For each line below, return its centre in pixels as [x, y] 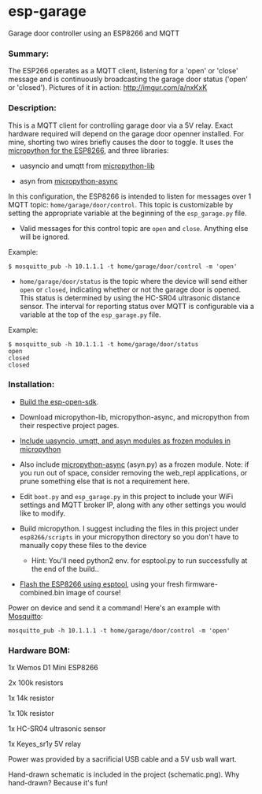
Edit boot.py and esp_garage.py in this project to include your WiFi [126, 496]
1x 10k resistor [31, 714]
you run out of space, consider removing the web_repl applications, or [133, 472]
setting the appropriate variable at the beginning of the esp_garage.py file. [127, 213]
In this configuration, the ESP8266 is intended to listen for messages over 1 [130, 196]
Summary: [29, 54]
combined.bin [42, 592]
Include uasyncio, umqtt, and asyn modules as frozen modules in [125, 441]
